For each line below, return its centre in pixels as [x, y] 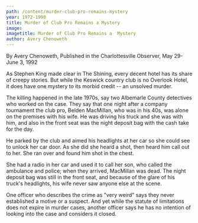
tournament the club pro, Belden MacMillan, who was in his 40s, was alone [98, 110]
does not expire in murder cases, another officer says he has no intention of [98, 207]
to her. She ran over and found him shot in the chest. [70, 153]
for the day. [20, 129]
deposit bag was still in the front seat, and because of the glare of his [91, 177]
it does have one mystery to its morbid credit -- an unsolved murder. [89, 86]
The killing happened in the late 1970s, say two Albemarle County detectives [99, 98]
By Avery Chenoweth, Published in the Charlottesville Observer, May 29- [95, 56]
